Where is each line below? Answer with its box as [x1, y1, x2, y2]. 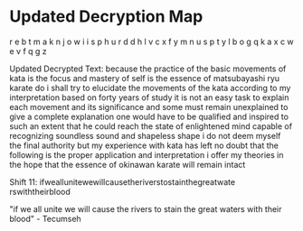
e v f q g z [9, 45, 47, 56]
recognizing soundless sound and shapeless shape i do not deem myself [9, 130, 281, 141]
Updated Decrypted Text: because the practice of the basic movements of [9, 63, 287, 74]
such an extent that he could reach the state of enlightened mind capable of [9, 120, 292, 132]
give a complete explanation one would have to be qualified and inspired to [9, 111, 289, 122]
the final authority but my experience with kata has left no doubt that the [9, 140, 279, 151]
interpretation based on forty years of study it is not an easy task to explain [9, 92, 289, 103]
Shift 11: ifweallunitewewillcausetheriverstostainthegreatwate [9, 176, 236, 187]
